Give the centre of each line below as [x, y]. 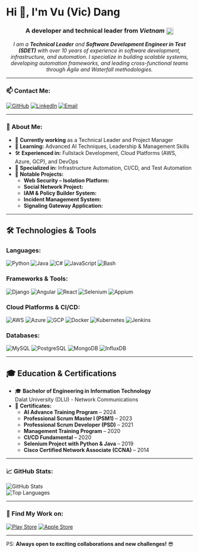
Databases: [23, 335]
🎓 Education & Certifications [61, 373]
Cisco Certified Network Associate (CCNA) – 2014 [86, 450]
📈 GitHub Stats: [30, 471]
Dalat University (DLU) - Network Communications [76, 399]
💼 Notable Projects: [39, 174]
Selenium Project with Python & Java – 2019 [78, 444]
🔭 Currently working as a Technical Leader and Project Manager [94, 140]
